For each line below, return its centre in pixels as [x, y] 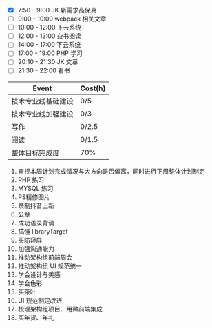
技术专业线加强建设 [43, 114]
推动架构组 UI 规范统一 [50, 266]
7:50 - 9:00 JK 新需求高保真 [57, 10]
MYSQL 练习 [35, 188]
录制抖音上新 [36, 205]
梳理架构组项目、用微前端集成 [60, 309]
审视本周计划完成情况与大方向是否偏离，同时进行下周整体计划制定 [111, 171]
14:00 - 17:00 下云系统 [49, 45]
